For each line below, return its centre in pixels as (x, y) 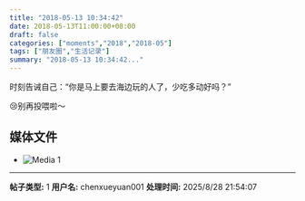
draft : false (34, 34)
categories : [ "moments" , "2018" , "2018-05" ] (91, 43)
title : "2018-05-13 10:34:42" (67, 18)
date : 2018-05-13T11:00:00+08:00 (73, 26)
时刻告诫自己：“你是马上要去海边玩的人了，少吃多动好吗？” (120, 86)
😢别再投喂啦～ (38, 106)
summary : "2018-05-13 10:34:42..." (77, 60)
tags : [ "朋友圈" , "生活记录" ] (60, 52)
